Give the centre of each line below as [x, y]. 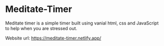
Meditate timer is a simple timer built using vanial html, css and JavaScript [82, 23]
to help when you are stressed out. [41, 28]
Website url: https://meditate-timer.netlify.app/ [53, 38]
